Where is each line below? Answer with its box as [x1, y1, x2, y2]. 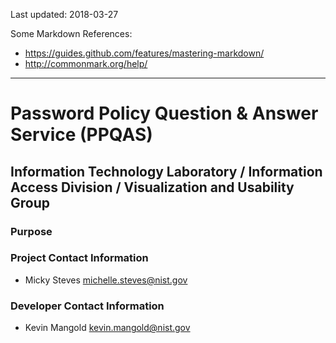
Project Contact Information [10, 251, 149, 265]
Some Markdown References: [10, 28, 133, 39]
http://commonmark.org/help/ [24, 58, 148, 69]
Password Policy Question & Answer [10, 102, 319, 125]
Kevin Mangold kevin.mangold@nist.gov [24, 322, 191, 334]
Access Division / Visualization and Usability [10, 179, 295, 196]
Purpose [10, 224, 53, 238]
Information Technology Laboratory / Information [10, 163, 323, 180]
